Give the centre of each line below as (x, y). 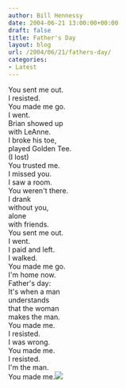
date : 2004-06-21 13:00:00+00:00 (63, 23)
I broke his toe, (32, 140)
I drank (20, 199)
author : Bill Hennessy (46, 15)
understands (29, 300)
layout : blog (30, 45)
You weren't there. (38, 190)
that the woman (34, 308)
